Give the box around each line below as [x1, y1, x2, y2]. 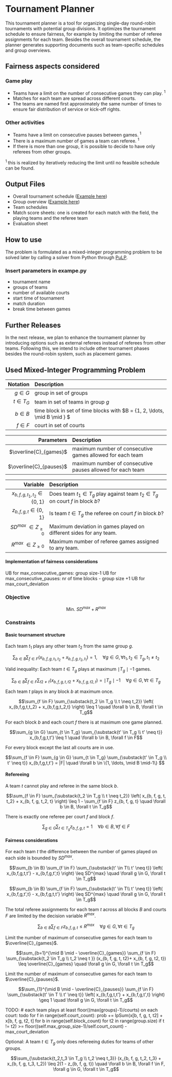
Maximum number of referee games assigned [49, 538, 159, 545]
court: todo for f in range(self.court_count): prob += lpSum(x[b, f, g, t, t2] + [5, 1012, 163, 1018]
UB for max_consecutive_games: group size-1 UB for [5, 570, 117, 576]
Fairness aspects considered [5, 62, 100, 71]
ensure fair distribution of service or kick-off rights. [12, 106, 121, 113]
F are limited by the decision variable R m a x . [5, 912, 96, 919]
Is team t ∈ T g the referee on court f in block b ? [49, 510, 164, 518]
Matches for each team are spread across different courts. [12, 95, 137, 101]
